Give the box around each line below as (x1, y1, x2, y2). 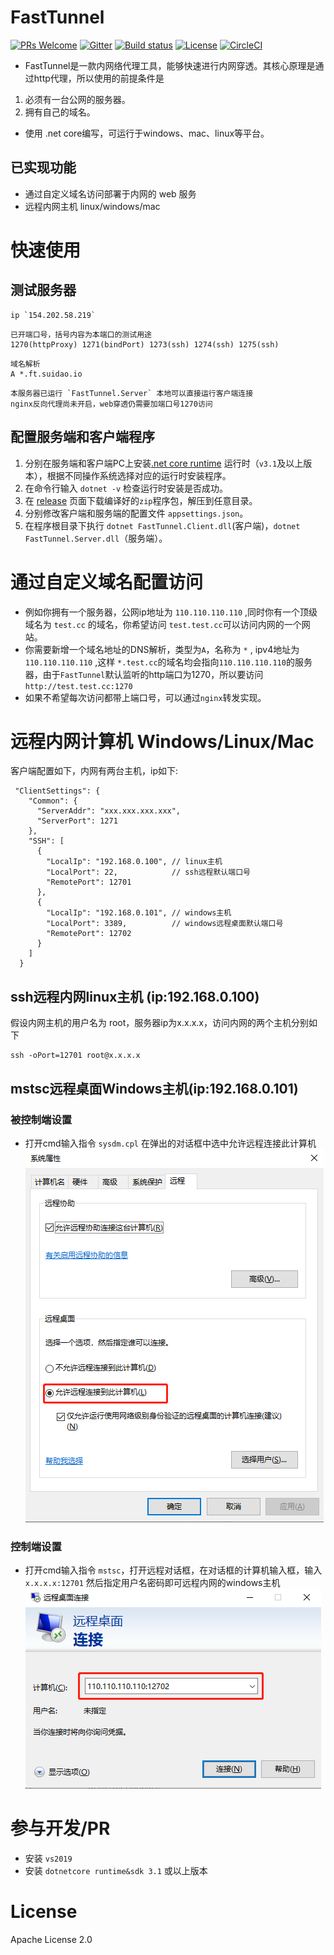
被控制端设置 (10, 1112, 73, 1126)
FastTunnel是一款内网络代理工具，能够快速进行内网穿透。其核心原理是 (24, 59, 316, 71)
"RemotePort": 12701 (46, 877, 132, 888)
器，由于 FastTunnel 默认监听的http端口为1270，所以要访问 (24, 668, 264, 680)
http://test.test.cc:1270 (24, 681, 133, 691)
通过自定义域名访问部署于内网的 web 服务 (24, 187, 197, 200)
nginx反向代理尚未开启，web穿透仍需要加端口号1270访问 (10, 399, 213, 409)
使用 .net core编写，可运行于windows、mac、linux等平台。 (24, 127, 270, 139)
